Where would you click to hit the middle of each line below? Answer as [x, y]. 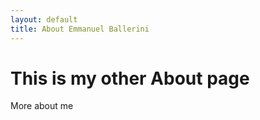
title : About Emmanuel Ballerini [80, 29]
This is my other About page [130, 78]
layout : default [44, 19]
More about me [42, 106]
